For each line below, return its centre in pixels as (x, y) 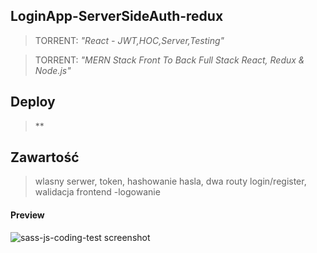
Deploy (33, 102)
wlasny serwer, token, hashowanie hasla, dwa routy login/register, (170, 181)
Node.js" (53, 70)
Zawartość (45, 157)
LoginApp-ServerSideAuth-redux (117, 16)
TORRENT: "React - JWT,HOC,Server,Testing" (129, 40)
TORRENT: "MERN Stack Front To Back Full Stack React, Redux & (169, 60)
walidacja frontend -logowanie (97, 192)
